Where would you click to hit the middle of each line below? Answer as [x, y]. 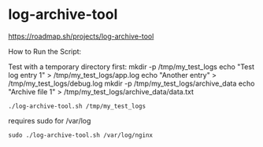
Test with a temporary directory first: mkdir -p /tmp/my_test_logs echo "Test [131, 66]
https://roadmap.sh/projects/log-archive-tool [81, 36]
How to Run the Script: [45, 51]
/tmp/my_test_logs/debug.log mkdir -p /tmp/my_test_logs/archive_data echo [131, 83]
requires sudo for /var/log [50, 120]
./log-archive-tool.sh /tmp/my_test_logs [77, 106]
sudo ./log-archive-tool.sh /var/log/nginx [81, 135]
